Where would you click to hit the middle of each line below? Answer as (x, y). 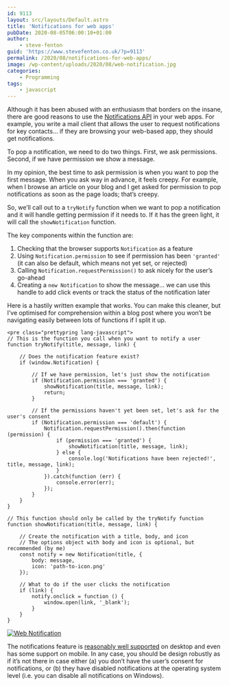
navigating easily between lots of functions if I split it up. (87, 320)
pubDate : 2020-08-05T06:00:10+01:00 (59, 33)
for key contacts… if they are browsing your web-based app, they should (110, 132)
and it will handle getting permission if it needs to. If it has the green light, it (113, 215)
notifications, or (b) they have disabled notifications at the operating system (114, 668)
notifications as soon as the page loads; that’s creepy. (83, 194)
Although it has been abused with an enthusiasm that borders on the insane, (115, 110)
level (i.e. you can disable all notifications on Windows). (86, 676)
